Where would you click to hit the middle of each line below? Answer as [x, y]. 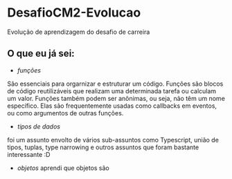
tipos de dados [39, 126]
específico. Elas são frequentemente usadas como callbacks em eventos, [112, 106]
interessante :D [29, 154]
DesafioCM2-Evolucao [74, 13]
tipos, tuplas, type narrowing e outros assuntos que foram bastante [103, 147]
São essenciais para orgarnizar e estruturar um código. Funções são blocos [115, 84]
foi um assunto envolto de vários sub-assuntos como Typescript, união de [113, 140]
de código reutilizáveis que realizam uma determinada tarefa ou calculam [112, 91]
